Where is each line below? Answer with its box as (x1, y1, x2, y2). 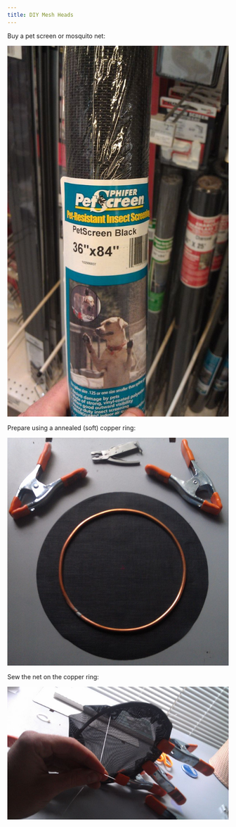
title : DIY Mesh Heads (7, 11, 74, 18)
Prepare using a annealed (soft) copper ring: (7, 423, 136, 432)
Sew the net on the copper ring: (7, 673, 100, 681)
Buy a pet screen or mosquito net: (7, 32, 105, 40)
